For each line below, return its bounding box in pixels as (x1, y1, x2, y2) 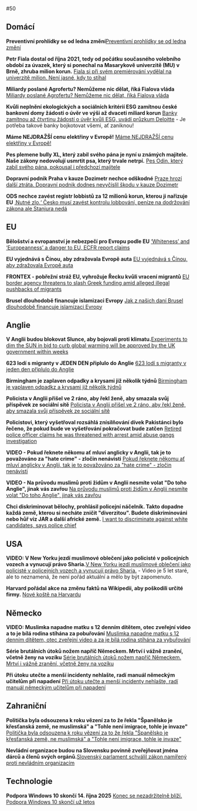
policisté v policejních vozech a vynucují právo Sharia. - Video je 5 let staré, (6, 567, 189, 574)
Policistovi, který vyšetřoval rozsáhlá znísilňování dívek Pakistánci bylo (6, 419, 184, 426)
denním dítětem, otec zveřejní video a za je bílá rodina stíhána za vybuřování (6, 636, 191, 643)
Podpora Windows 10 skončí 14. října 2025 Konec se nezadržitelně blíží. (6, 792, 182, 799)
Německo (6, 608, 42, 618)
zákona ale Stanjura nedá (6, 205, 67, 212)
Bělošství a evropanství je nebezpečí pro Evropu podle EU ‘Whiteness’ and (6, 238, 190, 245)
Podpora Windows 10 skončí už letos (6, 798, 95, 805)
